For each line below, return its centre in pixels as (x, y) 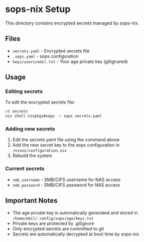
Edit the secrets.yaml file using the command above (66, 140)
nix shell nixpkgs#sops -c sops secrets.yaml (53, 116)
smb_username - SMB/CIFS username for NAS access (66, 179)
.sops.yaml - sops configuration (45, 56)
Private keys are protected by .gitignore (53, 223)
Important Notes (31, 201)
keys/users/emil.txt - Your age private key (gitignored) (70, 61)
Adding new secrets (30, 129)
